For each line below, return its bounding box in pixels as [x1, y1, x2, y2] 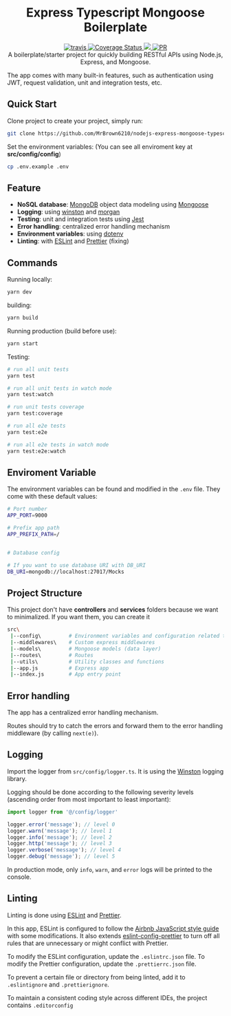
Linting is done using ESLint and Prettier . [7, 911, 122, 919]
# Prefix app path [7, 525, 60, 532]
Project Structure [7, 587, 82, 599]
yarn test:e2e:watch [7, 448, 67, 455]
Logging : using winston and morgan [16, 208, 120, 216]
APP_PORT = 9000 [7, 512, 48, 519]
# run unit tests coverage [7, 404, 85, 411]
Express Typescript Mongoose [26, 5, 205, 21]
